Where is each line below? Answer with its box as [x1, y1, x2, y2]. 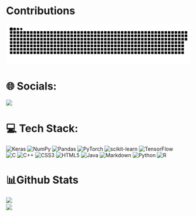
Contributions [6, 4, 75, 18]
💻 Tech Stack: [6, 122, 79, 135]
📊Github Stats [6, 173, 79, 187]
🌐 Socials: [6, 79, 57, 92]
